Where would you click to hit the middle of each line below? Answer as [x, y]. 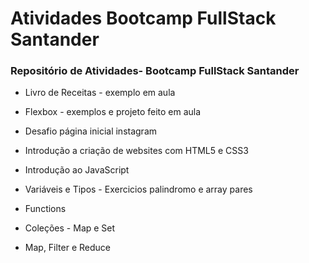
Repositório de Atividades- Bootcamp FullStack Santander [155, 71]
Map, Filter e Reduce [67, 248]
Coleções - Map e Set [70, 228]
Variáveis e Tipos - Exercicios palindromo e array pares [138, 189]
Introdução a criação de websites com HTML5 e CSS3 [136, 151]
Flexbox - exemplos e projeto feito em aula [113, 112]
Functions [45, 209]
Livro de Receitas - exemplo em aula [100, 93]
